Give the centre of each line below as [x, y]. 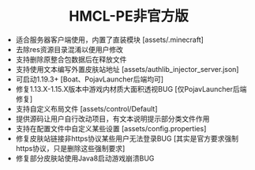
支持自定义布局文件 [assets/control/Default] [86, 108]
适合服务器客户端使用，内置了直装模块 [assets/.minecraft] [109, 40]
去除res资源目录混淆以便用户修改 [69, 49]
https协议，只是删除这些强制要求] [70, 148]
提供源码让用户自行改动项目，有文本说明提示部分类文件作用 [112, 119]
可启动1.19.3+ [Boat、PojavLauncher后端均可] [90, 79]
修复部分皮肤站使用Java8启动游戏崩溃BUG [85, 158]
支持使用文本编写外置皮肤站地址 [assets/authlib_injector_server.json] [127, 69]
